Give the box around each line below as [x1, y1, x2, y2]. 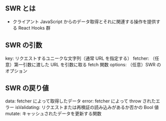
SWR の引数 [5, 41, 43, 50]
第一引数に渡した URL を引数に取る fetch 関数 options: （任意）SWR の [14, 61, 161, 67]
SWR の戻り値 [5, 84, 49, 92]
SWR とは [5, 4, 36, 13]
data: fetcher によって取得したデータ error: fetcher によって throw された [5, 98, 156, 104]
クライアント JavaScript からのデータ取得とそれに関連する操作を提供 [12, 19, 156, 25]
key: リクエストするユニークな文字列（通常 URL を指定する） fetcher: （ [5, 55, 155, 61]
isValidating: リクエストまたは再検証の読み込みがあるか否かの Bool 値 [15, 104, 159, 110]
